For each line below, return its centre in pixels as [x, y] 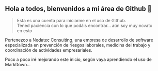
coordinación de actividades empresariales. [49, 50]
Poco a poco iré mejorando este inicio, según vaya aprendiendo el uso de [78, 59]
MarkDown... [18, 64]
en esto [24, 30]
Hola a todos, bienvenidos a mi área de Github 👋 [78, 9]
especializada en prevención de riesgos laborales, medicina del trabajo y [78, 45]
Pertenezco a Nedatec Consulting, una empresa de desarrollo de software [79, 40]
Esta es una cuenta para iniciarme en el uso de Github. [71, 20]
